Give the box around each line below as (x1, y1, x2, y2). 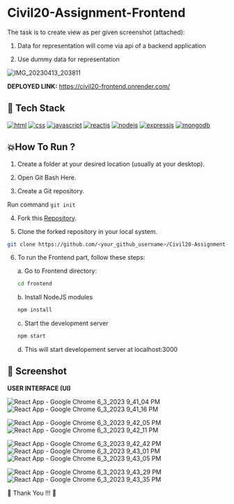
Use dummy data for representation (17, 54, 120, 64)
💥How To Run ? (7, 141, 75, 153)
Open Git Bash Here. (17, 173, 77, 181)
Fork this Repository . (17, 214, 77, 222)
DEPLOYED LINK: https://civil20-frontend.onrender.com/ (7, 82, 171, 90)
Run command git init (7, 200, 76, 209)
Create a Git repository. (17, 186, 85, 195)
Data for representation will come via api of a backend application (17, 41, 207, 50)
